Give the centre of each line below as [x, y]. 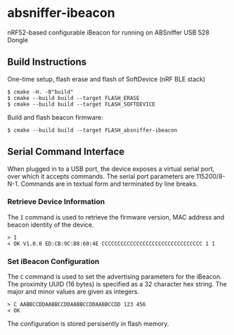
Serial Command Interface [66, 152]
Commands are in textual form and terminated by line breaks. [109, 184]
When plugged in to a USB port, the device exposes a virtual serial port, [111, 169]
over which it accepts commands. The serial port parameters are [101, 176]
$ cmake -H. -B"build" [40, 92]
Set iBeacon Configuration [53, 261]
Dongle [18, 39]
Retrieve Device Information [56, 202]
